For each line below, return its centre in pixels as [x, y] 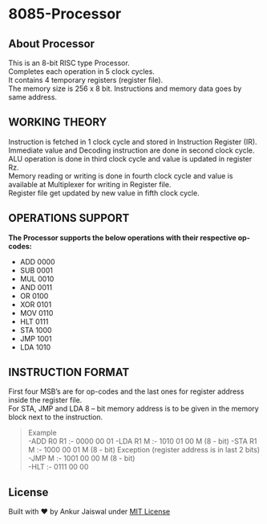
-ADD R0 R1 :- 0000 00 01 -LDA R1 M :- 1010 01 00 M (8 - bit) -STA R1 [142, 441]
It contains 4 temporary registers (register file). [86, 80]
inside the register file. [45, 400]
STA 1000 [36, 330]
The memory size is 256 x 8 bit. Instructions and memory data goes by [125, 88]
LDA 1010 [35, 347]
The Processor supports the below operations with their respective [122, 237]
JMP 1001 [36, 338]
